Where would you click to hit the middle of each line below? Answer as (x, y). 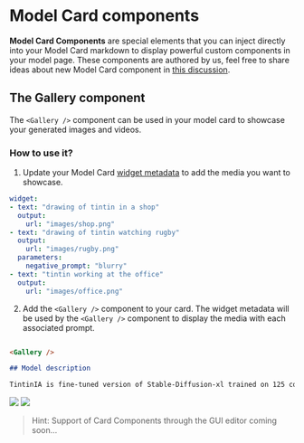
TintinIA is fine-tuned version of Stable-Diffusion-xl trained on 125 (147, 385)
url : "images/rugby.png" (72, 250)
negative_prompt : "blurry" (76, 266)
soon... (44, 430)
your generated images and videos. (76, 129)
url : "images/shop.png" (71, 224)
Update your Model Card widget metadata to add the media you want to (157, 173)
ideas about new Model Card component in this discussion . (120, 70)
